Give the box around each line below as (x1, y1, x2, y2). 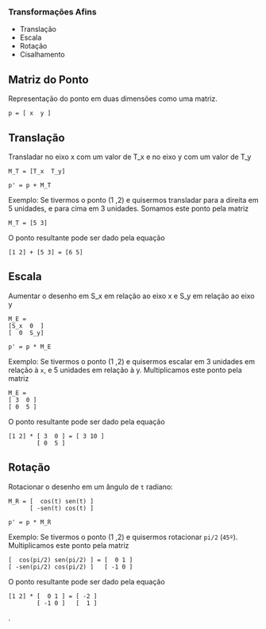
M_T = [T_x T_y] (8, 167, 66, 175)
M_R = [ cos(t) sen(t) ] (8, 497, 94, 505)
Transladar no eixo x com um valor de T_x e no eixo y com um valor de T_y (8, 152, 252, 161)
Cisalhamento (19, 50, 65, 60)
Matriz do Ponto (8, 72, 89, 86)
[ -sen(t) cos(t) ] (29, 504, 94, 512)
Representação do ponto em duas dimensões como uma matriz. (8, 94, 218, 103)
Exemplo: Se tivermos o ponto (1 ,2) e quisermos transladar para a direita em (8, 195, 259, 204)
